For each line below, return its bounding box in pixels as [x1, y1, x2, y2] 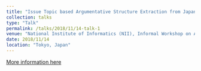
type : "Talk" [6, 20, 39, 26]
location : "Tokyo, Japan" [6, 42, 71, 48]
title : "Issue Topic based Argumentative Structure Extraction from [6, 8, 181, 15]
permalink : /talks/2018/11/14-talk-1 [6, 25, 100, 32]
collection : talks [6, 14, 52, 20]
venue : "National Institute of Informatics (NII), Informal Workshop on [6, 31, 191, 37]
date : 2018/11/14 [6, 36, 50, 42]
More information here [6, 58, 62, 66]
